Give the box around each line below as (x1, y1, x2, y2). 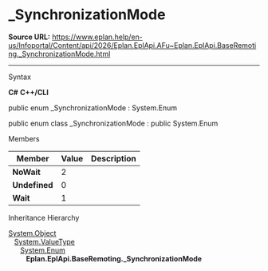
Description (90, 153, 137, 164)
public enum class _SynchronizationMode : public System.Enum (8, 118, 219, 128)
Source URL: (8, 32, 50, 42)
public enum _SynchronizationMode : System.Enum (8, 102, 178, 113)
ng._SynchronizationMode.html (8, 49, 111, 58)
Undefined (12, 179, 53, 190)
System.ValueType (14, 237, 76, 246)
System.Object (8, 228, 57, 237)
